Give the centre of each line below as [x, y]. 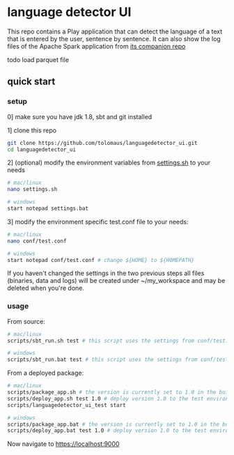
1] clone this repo [32, 130]
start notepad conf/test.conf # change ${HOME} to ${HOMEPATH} [101, 260]
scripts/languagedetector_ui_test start [67, 405]
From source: [26, 321]
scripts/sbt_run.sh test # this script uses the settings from [101, 341]
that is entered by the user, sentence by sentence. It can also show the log [114, 38]
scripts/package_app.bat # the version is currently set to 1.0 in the [113, 424]
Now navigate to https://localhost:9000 [63, 444]
